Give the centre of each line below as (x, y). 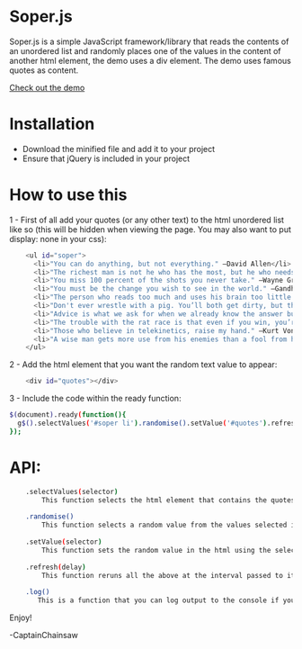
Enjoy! (21, 617)
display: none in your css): (58, 239)
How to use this (68, 195)
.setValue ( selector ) (64, 542)
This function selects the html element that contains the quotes (169, 500)
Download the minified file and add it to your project (119, 149)
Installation (52, 124)
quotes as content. (44, 70)
